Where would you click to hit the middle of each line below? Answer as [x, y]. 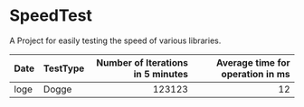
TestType [64, 68]
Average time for [253, 62]
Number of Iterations [142, 62]
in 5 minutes [161, 74]
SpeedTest [51, 16]
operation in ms [256, 74]
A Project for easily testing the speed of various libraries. [115, 40]
